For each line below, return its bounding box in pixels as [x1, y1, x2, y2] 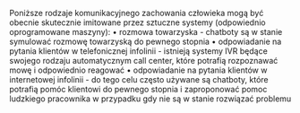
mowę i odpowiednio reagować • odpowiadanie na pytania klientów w [9, 65, 268, 75]
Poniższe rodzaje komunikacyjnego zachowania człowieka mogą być [9, 8, 264, 18]
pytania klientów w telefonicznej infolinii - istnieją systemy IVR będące [9, 46, 269, 56]
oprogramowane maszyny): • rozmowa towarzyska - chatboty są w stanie [9, 27, 283, 37]
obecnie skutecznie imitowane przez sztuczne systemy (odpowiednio [9, 17, 266, 28]
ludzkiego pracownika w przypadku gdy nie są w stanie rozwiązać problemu [9, 93, 292, 104]
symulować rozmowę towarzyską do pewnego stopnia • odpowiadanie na [9, 36, 282, 47]
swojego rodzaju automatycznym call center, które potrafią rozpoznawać [9, 56, 279, 65]
